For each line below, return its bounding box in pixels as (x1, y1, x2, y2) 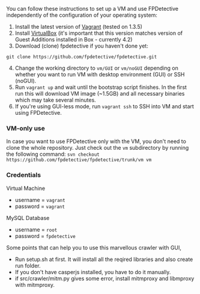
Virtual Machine (6, 185, 46, 192)
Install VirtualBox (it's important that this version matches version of (14, 29, 183, 37)
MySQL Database (6, 214, 50, 221)
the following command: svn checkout (6, 150, 100, 158)
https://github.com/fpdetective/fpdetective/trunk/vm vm (6, 157, 152, 163)
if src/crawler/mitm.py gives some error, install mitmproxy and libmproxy (14, 275, 195, 282)
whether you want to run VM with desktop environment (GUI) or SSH (14, 71, 185, 78)
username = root (14, 225, 58, 233)
